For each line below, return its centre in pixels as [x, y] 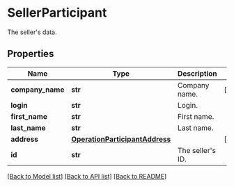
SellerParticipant [57, 13]
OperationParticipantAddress [121, 139]
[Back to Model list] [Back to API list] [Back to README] [87, 176]
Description [197, 73]
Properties [31, 54]
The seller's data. [32, 32]
